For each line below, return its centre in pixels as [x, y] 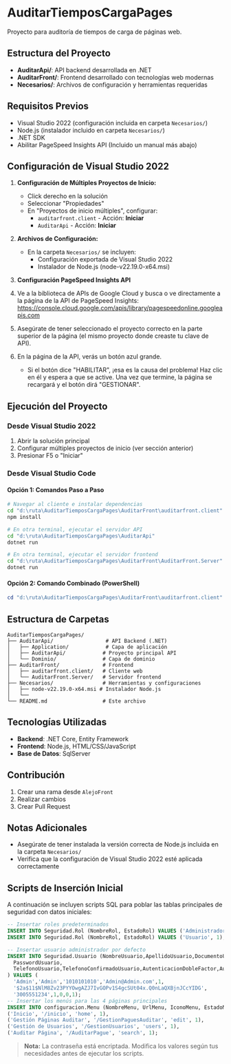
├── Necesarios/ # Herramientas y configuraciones [104, 683]
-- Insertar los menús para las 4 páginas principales [87, 1001]
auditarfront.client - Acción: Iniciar [91, 218]
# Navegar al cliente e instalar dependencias [75, 504]
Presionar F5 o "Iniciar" [50, 456]
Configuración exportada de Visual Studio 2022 [105, 259]
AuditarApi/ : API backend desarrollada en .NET [85, 70]
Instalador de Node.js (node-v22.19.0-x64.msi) [104, 267]
